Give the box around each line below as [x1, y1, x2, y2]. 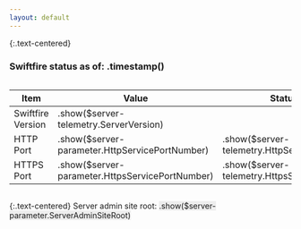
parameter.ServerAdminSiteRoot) [9, 209, 132, 220]
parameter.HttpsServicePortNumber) [57, 169, 214, 182]
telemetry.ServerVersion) [57, 118, 164, 131]
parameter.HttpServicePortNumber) [57, 144, 210, 157]
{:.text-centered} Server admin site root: [9, 200, 158, 211]
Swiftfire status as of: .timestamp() [9, 60, 165, 72]
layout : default [9, 13, 70, 22]
